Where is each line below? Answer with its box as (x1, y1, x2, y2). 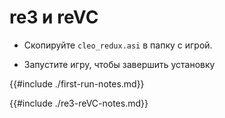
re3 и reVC (9, 6, 99, 29)
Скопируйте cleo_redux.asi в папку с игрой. (23, 39, 213, 51)
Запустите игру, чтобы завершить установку (23, 58, 216, 70)
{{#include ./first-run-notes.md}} (9, 77, 145, 90)
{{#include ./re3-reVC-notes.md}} (9, 97, 149, 109)
